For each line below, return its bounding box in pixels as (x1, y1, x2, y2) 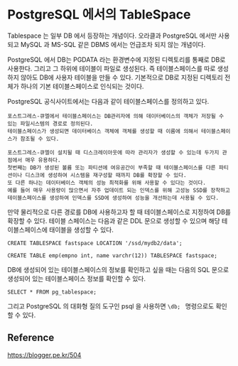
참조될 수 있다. (20, 135, 60, 142)
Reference (7, 332, 55, 344)
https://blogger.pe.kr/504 (7, 350, 82, 359)
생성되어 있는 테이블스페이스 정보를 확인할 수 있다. (7, 274, 146, 283)
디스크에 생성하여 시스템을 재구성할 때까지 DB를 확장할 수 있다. (24, 171, 187, 178)
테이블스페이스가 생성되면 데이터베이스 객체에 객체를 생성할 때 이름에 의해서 (7, 127, 199, 135)
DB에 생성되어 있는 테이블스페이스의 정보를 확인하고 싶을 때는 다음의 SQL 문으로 (7, 265, 229, 274)
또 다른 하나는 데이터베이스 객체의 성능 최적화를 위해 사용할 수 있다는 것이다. (7, 179, 206, 186)
